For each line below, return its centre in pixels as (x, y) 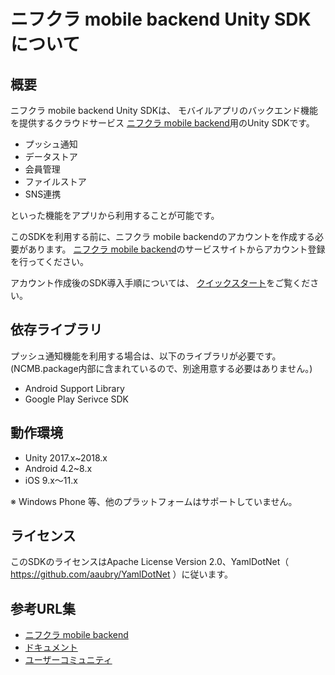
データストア (51, 156)
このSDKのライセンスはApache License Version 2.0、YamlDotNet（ (150, 562)
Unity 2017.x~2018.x (66, 457)
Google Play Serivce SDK (77, 399)
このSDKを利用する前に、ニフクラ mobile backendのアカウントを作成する (163, 236)
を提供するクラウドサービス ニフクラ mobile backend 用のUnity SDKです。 (162, 123)
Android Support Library (74, 388)
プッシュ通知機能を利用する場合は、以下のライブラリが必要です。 (146, 356)
